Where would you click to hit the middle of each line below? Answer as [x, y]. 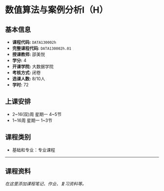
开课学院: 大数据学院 [33, 67]
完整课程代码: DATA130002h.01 [42, 48]
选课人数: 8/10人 [29, 79]
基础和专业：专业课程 [33, 150]
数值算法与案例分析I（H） [57, 10]
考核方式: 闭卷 [26, 73]
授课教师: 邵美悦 [29, 54]
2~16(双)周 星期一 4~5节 [37, 114]
